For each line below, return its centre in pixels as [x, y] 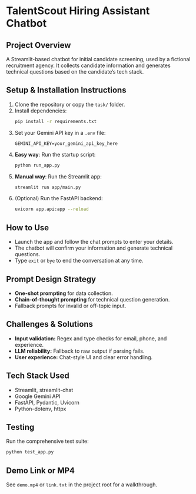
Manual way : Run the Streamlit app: [58, 176]
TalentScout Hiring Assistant [78, 11]
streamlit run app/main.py [48, 187]
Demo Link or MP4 [41, 470]
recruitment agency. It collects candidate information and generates [88, 65]
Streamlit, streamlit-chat [44, 390]
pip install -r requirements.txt [56, 121]
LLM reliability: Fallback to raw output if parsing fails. [79, 351]
